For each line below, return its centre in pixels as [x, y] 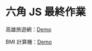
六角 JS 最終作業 [46, 12]
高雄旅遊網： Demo [28, 29]
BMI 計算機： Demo [29, 42]
